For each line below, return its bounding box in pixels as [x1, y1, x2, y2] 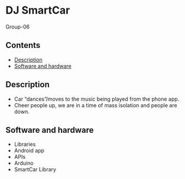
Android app [14, 147, 45, 154]
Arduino [14, 159, 34, 167]
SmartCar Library [14, 166, 57, 173]
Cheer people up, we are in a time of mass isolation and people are [14, 101, 178, 108]
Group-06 [5, 23, 30, 30]
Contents [5, 40, 41, 50]
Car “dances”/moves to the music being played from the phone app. [14, 95, 180, 103]
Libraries [14, 140, 36, 148]
